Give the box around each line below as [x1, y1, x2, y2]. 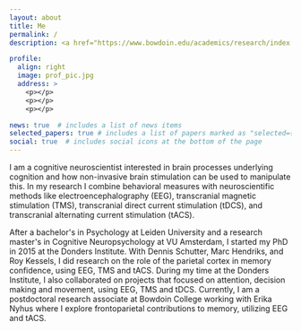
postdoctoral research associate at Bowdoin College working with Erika [9, 293, 272, 304]
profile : [9, 55, 42, 64]
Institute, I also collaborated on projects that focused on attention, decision [9, 274, 286, 285]
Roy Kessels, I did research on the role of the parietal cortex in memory [9, 256, 271, 266]
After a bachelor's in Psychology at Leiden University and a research [9, 227, 262, 238]
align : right [17, 63, 66, 72]
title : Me [9, 22, 47, 30]
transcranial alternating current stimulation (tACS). [9, 210, 195, 220]
